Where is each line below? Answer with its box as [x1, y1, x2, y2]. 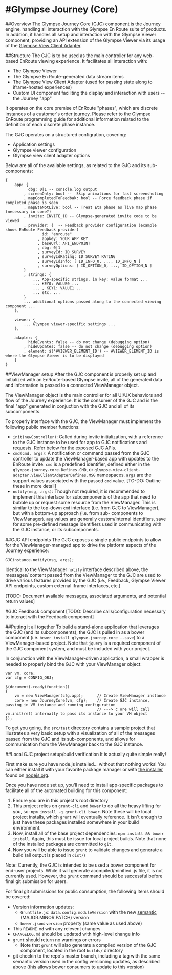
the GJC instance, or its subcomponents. [12, 526, 99, 532]
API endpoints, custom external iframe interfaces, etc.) [5, 582, 121, 589]
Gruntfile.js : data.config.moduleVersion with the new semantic [20, 909, 157, 915]
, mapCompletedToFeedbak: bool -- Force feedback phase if [24, 195, 153, 201]
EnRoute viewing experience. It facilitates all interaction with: [19, 58, 147, 64]
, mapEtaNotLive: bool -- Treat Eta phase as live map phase [24, 205, 157, 210]
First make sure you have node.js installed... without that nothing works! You [5, 761, 166, 767]
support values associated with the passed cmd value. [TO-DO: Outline [12, 477, 161, 484]
